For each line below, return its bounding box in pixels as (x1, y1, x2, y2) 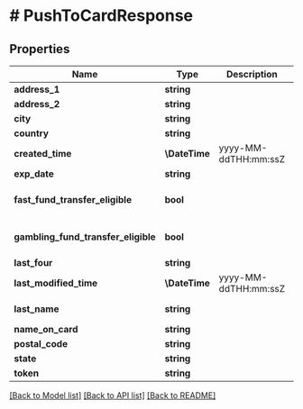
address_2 (14, 98, 60, 110)
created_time (14, 148, 72, 159)
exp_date (14, 168, 54, 180)
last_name (14, 303, 60, 315)
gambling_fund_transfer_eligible (14, 231, 156, 243)
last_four (14, 257, 53, 268)
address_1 (14, 83, 60, 95)
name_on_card (14, 323, 78, 335)
